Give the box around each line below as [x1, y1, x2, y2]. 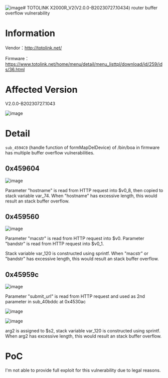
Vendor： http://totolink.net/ [5, 45, 62, 51]
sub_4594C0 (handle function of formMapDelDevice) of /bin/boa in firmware [5, 144, 160, 150]
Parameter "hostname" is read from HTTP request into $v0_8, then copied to [5, 187, 163, 193]
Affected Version [5, 84, 78, 95]
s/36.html [5, 66, 25, 72]
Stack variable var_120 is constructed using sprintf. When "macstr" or [5, 251, 149, 257]
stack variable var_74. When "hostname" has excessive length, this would [5, 193, 157, 199]
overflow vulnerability [5, 10, 50, 16]
